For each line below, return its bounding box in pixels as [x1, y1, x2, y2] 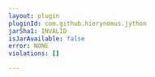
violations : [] [8, 49, 60, 58]
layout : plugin [8, 11, 60, 20]
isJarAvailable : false [8, 34, 85, 43]
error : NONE [8, 42, 49, 50]
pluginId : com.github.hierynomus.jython [8, 19, 148, 28]
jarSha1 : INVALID [8, 27, 67, 35]
